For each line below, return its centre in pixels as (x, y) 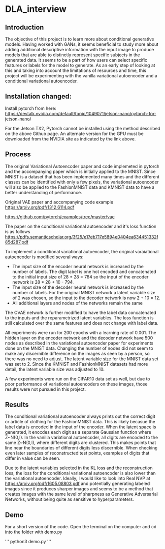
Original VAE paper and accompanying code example (59, 202)
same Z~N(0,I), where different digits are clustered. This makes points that (81, 443)
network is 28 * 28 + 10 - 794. (43, 282)
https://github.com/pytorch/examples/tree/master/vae (60, 217)
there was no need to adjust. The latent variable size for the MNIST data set (82, 359)
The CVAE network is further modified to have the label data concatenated (81, 312)
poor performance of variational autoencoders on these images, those (76, 384)
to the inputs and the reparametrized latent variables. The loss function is (79, 318)
